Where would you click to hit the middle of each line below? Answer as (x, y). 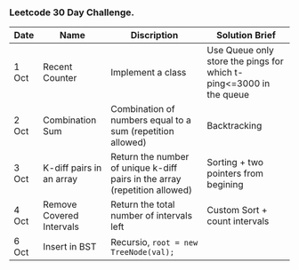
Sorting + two (235, 163)
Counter (60, 78)
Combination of (143, 109)
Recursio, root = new (154, 242)
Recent (58, 67)
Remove (60, 204)
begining (225, 185)
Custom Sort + (237, 210)
